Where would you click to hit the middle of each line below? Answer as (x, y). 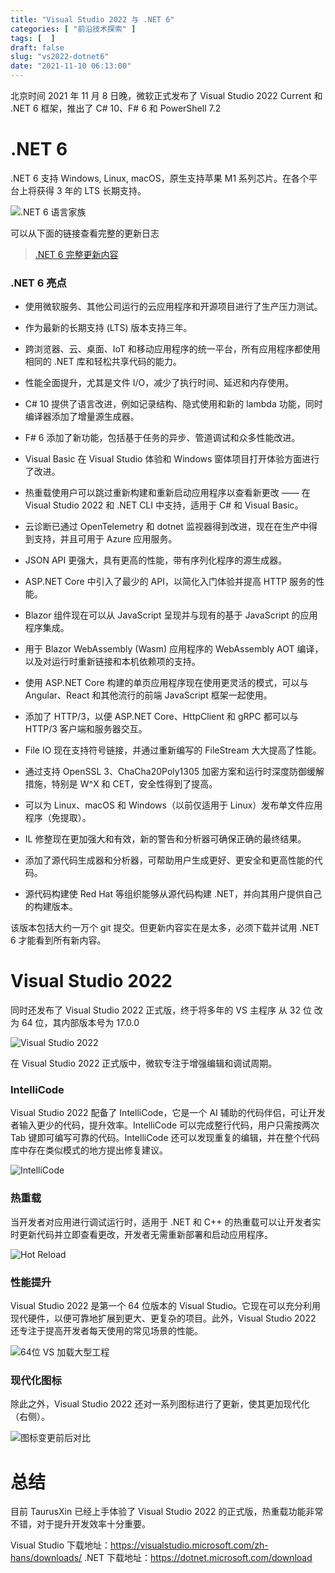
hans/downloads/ (46, 1558)
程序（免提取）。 (58, 818)
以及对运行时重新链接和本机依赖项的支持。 (112, 662)
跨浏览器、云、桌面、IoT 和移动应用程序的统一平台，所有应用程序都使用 (172, 349)
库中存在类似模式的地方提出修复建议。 (89, 1150)
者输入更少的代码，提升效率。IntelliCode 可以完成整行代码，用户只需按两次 (165, 1125)
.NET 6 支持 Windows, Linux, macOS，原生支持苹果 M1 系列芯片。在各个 (160, 178)
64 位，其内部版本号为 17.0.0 (80, 1023)
